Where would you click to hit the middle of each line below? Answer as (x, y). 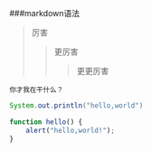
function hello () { (46, 122)
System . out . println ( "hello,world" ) (76, 106)
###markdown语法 (45, 13)
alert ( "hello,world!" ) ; (71, 130)
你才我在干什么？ (37, 90)
